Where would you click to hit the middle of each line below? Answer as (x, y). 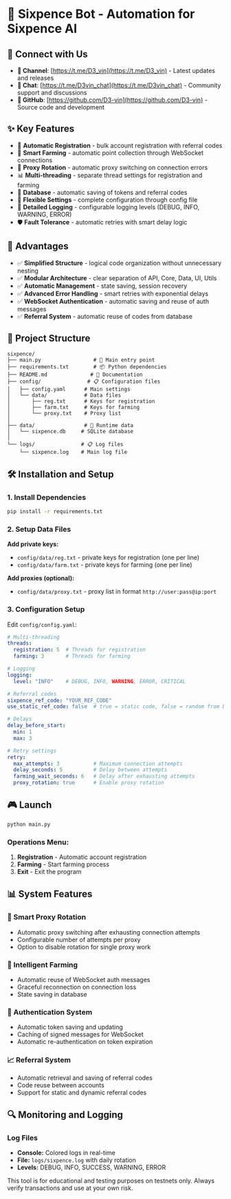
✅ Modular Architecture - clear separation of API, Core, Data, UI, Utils (117, 278)
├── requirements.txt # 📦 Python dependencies (87, 367)
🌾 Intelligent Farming (42, 965)
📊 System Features (50, 894)
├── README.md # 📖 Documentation (75, 375)
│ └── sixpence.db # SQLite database (70, 432)
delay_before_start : (37, 726)
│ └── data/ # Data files (64, 395)
